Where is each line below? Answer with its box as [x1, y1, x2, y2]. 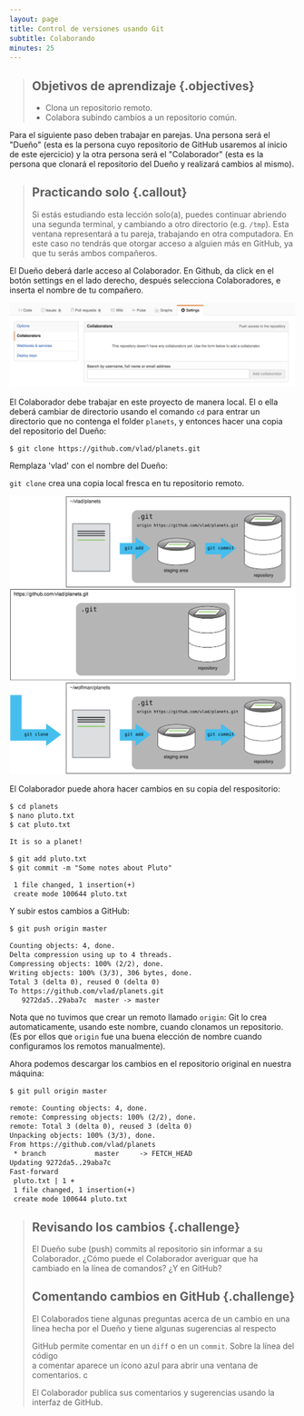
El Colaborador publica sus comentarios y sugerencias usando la [31, 1387, 275, 1398]
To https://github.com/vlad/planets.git [9, 987, 165, 996]
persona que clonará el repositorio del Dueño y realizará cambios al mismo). [9, 159, 295, 170]
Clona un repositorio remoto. [44, 103, 152, 114]
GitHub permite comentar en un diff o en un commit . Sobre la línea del [31, 1341, 295, 1351]
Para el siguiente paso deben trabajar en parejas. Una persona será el [9, 130, 270, 141]
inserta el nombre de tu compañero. [9, 284, 143, 295]
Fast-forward [9, 1168, 59, 1177]
